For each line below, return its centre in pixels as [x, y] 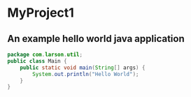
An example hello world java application [96, 39]
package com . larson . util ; [45, 54]
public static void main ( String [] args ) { [83, 68]
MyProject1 [41, 13]
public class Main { [37, 61]
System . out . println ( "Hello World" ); [86, 74]
